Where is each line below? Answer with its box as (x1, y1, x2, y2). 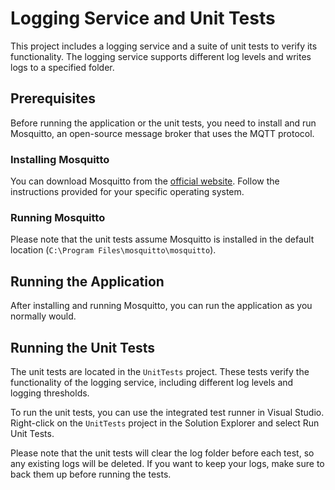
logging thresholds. (10, 387, 90, 399)
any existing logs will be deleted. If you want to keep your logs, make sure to (10, 457, 325, 469)
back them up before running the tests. (10, 468, 172, 480)
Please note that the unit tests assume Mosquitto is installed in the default (10, 233, 315, 246)
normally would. (10, 310, 77, 322)
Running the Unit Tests (10, 339, 156, 356)
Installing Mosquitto (10, 152, 110, 166)
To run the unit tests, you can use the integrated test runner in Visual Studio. (10, 406, 325, 418)
